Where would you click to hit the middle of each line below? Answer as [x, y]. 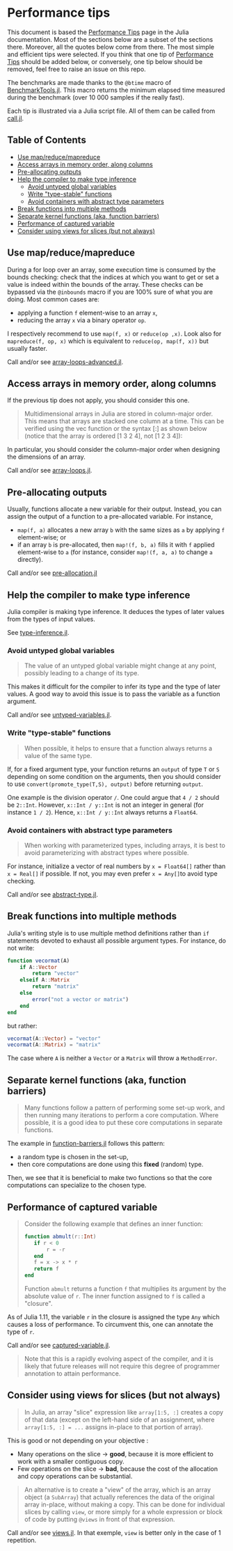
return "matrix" [56, 986]
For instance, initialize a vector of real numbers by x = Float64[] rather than [116, 866]
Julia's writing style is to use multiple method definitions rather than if [109, 933]
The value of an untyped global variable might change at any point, [120, 666]
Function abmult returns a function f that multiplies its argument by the [125, 1289]
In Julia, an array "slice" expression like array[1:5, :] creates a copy [124, 1412]
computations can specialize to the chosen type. [77, 1186]
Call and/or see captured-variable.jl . [59, 1346]
